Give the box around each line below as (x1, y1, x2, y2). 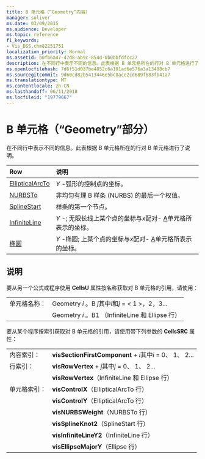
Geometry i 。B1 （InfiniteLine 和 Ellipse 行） (52, 310, 181, 319)
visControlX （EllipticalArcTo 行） (52, 385, 148, 394)
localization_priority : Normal (6, 49, 86, 55)
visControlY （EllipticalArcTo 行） (52, 396, 148, 405)
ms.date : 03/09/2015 (6, 20, 59, 26)
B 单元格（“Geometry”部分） (6, 122, 154, 136)
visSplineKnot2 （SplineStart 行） (52, 419, 149, 428)
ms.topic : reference (6, 32, 59, 38)
